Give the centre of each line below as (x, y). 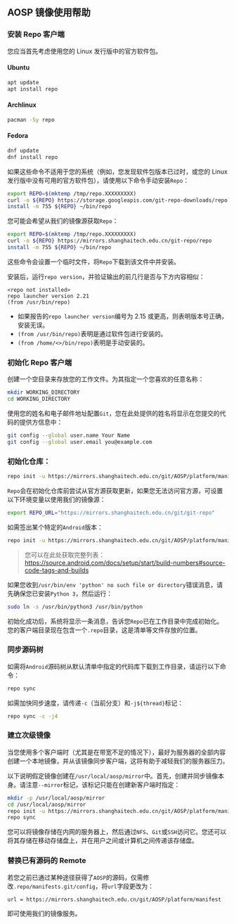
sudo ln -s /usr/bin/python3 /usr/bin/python (75, 607)
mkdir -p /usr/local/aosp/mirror (56, 798)
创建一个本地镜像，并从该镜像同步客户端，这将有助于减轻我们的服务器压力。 (118, 761)
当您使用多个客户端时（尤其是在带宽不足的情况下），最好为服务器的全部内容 (117, 752)
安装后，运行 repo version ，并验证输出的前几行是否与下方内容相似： (106, 276)
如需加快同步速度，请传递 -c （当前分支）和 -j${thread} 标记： (96, 702)
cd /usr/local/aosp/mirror (47, 804)
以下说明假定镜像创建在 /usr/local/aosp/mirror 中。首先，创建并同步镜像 (113, 776)
